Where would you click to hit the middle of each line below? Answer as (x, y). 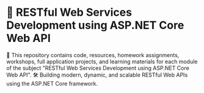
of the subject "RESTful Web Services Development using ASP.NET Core (98, 68)
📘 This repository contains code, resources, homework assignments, (93, 55)
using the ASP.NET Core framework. (52, 83)
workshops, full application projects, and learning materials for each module (102, 61)
